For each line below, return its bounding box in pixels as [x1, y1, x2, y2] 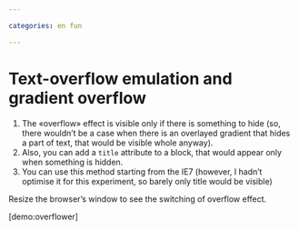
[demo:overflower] [8, 211, 79, 222]
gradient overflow [8, 87, 147, 108]
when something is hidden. [21, 156, 124, 167]
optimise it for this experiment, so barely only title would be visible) [21, 175, 274, 186]
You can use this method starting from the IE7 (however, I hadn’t [21, 165, 263, 177]
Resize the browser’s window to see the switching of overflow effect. [8, 193, 267, 205]
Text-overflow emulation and [8, 68, 233, 89]
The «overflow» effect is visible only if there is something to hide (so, [21, 117, 281, 128]
